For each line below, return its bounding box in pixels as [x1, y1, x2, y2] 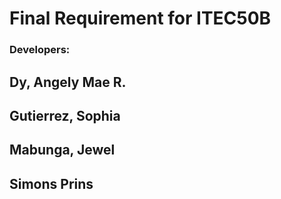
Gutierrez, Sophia [9, 107, 121, 124]
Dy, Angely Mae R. [9, 73, 127, 91]
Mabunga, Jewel [9, 142, 116, 159]
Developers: [9, 43, 71, 57]
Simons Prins [9, 175, 94, 192]
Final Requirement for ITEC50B [9, 7, 272, 30]
